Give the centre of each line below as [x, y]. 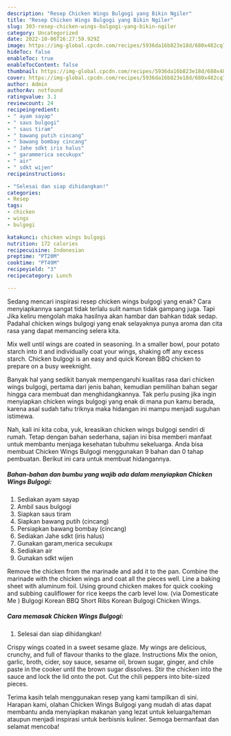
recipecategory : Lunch [40, 276]
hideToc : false [29, 52]
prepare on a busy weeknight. [49, 366]
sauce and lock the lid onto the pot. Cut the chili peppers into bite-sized [109, 676]
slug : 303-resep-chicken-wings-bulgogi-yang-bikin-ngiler [92, 26]
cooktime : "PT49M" [33, 263]
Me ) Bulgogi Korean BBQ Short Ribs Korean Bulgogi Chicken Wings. [104, 600]
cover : [16, 78]
